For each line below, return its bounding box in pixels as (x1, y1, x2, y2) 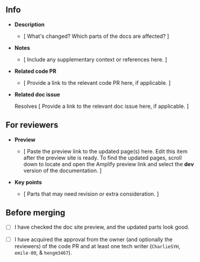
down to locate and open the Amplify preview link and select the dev (23, 160, 194, 167)
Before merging (5, 208, 66, 218)
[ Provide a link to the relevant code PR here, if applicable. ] (23, 79, 171, 86)
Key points (14, 178, 42, 186)
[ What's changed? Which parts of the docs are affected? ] (23, 33, 169, 40)
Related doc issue (14, 90, 61, 98)
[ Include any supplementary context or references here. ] (23, 55, 167, 63)
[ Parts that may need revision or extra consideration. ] (23, 190, 159, 198)
